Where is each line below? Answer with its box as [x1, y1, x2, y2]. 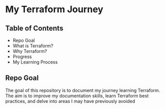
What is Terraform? [12, 43, 54, 49]
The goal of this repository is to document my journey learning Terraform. [5, 87, 160, 93]
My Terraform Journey [5, 4, 104, 15]
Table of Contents [5, 24, 64, 33]
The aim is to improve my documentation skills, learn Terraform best [5, 93, 149, 99]
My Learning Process [12, 59, 58, 65]
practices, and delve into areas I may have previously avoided [5, 98, 135, 104]
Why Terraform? [12, 48, 48, 54]
